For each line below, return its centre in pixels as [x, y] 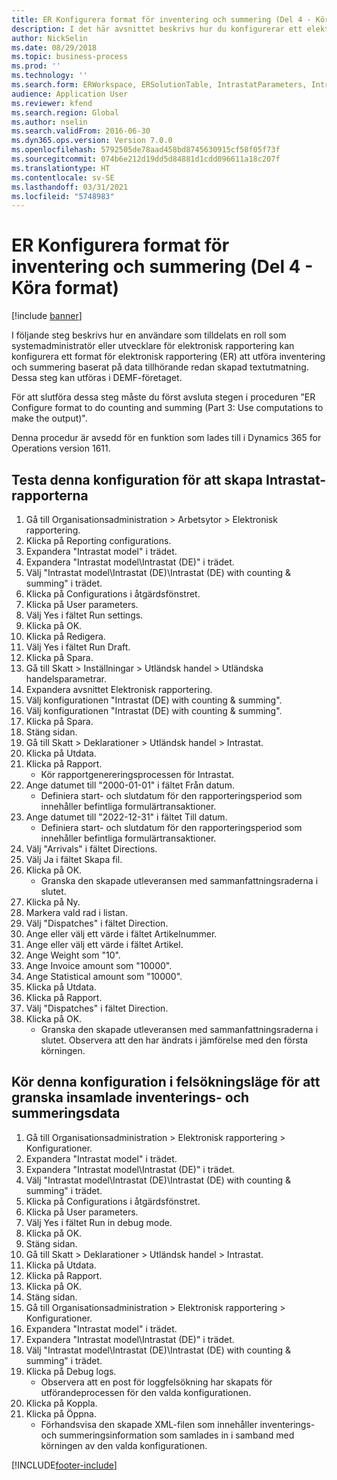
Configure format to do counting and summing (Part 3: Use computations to [167, 408]
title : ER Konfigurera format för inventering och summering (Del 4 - [161, 19]
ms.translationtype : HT [61, 168]
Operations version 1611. [61, 448]
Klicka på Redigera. [65, 636]
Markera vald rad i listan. [76, 912]
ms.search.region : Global [65, 112]
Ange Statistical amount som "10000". [104, 976]
